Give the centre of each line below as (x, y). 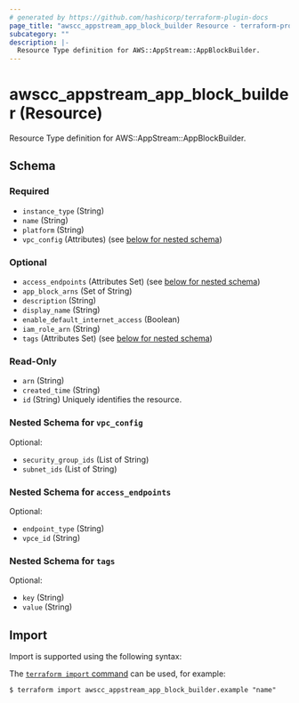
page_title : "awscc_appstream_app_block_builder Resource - (123, 26)
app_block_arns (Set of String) (77, 291)
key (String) (43, 598)
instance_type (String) (63, 211)
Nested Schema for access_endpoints (90, 492)
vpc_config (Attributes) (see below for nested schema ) (122, 239)
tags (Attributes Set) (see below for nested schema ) (117, 338)
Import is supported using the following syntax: (96, 657)
